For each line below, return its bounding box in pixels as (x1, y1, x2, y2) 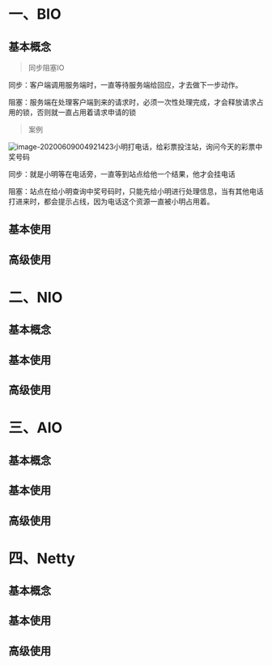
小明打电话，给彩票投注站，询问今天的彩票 (113, 142, 256, 152)
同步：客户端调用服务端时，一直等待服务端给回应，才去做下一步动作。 (8, 80, 243, 89)
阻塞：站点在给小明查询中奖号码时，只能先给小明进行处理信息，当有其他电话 (8, 187, 264, 196)
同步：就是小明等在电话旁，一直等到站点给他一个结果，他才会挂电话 (8, 169, 236, 178)
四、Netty (8, 549, 75, 568)
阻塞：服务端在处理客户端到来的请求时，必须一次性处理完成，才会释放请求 (8, 97, 257, 107)
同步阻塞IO (28, 63, 65, 72)
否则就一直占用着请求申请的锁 (36, 108, 136, 117)
